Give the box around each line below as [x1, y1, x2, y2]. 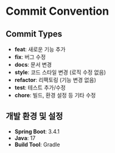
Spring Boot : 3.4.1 [14, 127, 60, 135]
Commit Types [5, 29, 62, 39]
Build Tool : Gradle [14, 141, 60, 148]
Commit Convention [5, 4, 110, 18]
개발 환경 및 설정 [5, 111, 63, 122]
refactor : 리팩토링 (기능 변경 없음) [14, 76, 97, 83]
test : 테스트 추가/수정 [14, 84, 66, 91]
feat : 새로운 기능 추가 [14, 46, 66, 53]
